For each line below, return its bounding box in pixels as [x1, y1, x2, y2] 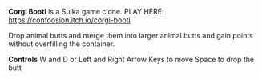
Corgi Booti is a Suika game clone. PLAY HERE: [8, 7, 164, 16]
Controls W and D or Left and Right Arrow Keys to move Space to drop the [8, 55, 255, 64]
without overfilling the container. [8, 39, 115, 49]
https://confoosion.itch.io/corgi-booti [8, 15, 131, 25]
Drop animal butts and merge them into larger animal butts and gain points [8, 31, 254, 40]
